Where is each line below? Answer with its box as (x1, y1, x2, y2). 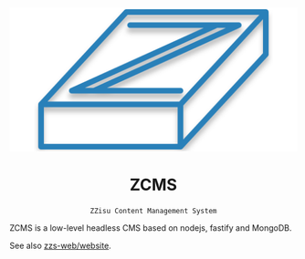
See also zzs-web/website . (9, 240, 111, 251)
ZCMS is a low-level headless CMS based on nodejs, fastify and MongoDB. (9, 222, 292, 233)
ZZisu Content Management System (89, 206, 217, 215)
